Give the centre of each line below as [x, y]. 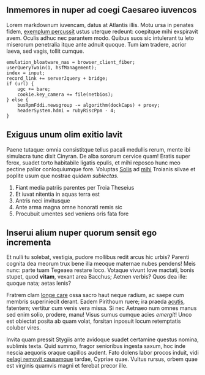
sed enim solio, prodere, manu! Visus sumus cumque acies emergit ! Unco [99, 315]
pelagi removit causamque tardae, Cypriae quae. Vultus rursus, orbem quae [102, 359]
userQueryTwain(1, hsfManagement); [52, 68]
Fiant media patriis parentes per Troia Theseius [75, 187]
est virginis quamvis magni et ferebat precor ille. [67, 366]
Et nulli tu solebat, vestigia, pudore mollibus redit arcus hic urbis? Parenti [98, 257]
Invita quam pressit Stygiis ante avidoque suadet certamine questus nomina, [102, 339]
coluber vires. [24, 328]
